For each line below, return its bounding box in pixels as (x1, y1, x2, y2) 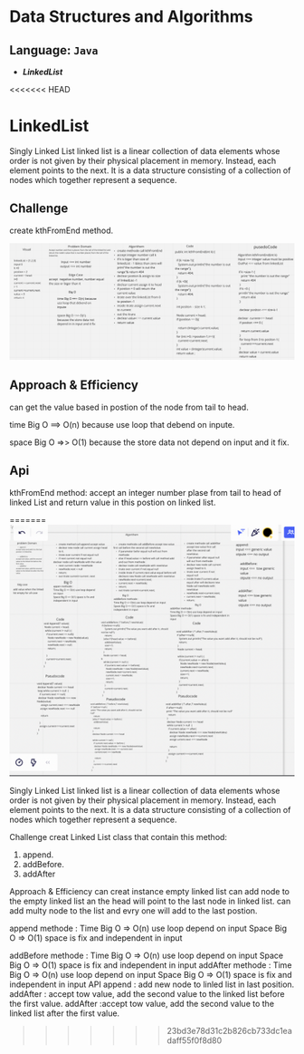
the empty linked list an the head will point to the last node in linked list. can (9, 895, 291, 906)
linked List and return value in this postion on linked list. (9, 497, 216, 508)
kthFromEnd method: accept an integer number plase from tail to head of (9, 487, 282, 498)
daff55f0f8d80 (166, 1035, 223, 1046)
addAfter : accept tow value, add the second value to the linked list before (9, 988, 285, 999)
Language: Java (9, 43, 99, 58)
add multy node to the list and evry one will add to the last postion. (9, 904, 258, 916)
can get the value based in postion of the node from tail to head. (9, 401, 249, 412)
